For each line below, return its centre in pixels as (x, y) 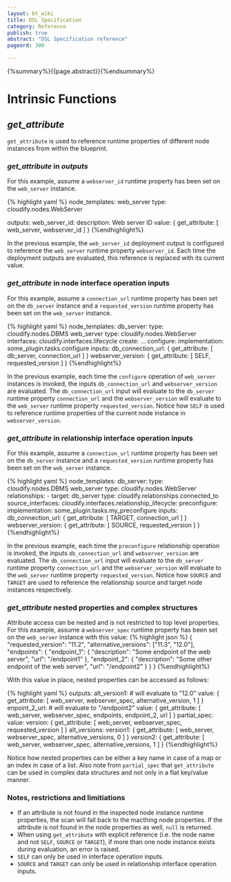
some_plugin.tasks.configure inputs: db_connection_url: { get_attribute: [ (110, 348)
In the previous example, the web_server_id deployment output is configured (115, 243)
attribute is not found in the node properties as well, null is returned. (114, 828)
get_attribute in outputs (48, 166)
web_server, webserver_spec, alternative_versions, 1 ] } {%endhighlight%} (113, 745)
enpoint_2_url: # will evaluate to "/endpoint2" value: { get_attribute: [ (104, 708)
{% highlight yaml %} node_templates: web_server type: (87, 202)
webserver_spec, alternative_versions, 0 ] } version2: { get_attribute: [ (106, 737)
